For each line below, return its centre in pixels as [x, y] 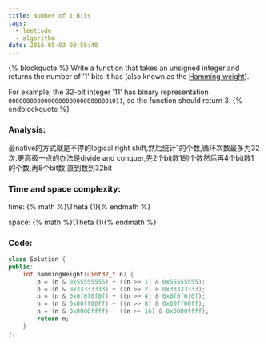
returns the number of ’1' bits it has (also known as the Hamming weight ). [129, 77]
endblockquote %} [39, 109]
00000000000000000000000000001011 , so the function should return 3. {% [126, 101]
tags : [17, 23]
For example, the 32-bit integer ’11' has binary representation [109, 92]
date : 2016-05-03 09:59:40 [53, 46]
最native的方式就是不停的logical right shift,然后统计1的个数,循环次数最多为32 [134, 148]
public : [21, 267]
